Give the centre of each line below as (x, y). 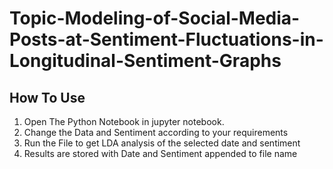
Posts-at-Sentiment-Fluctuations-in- (166, 39)
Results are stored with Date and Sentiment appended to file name (160, 153)
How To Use (47, 97)
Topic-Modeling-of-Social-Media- (155, 18)
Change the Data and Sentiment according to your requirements (156, 132)
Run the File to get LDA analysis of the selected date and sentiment (162, 143)
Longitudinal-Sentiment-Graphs (145, 61)
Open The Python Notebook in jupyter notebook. (124, 121)
